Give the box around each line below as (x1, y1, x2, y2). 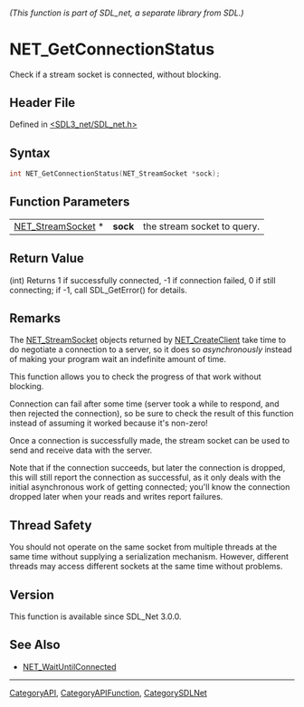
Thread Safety (9, 517, 92, 533)
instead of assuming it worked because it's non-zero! (9, 417, 208, 429)
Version (9, 587, 54, 602)
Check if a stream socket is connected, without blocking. (9, 69, 222, 80)
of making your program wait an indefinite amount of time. (9, 354, 226, 365)
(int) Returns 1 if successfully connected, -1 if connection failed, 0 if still (9, 274, 276, 285)
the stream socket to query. (143, 220, 261, 233)
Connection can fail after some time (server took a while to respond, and (9, 398, 280, 409)
